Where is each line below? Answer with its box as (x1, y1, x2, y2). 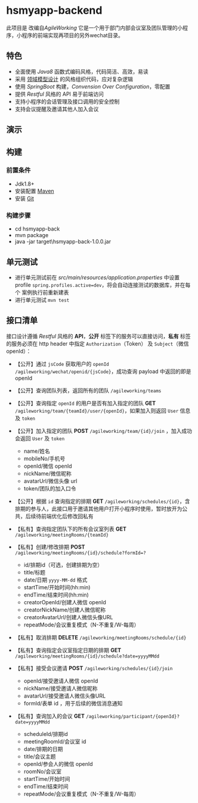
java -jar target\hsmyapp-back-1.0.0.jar (14, 238, 112, 246)
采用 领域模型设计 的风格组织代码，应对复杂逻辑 (14, 75, 133, 83)
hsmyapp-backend (6, 4, 103, 17)
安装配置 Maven (14, 187, 55, 195)
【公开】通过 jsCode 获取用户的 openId (14, 360, 109, 367)
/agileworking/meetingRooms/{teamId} (14, 532, 109, 538)
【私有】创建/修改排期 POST (14, 543, 85, 550)
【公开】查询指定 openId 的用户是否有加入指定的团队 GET (14, 399, 156, 407)
